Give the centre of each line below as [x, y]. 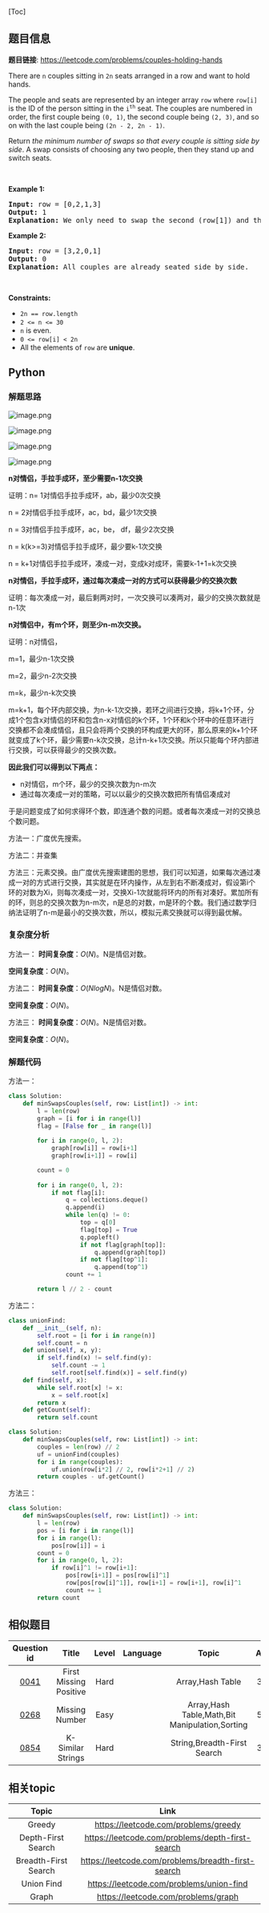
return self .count [68, 1418]
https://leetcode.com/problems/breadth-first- [168, 1861]
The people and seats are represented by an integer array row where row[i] [133, 99]
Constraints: [30, 298]
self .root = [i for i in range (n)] [96, 1335]
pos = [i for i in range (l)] [86, 1530]
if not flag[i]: [78, 1193]
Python [27, 373]
